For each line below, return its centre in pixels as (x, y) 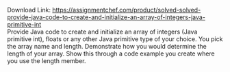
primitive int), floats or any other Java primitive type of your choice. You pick (115, 39)
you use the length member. (47, 61)
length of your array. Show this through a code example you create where (111, 53)
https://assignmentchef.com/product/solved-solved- (127, 10)
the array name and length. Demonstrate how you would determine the (107, 46)
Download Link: (29, 10)
